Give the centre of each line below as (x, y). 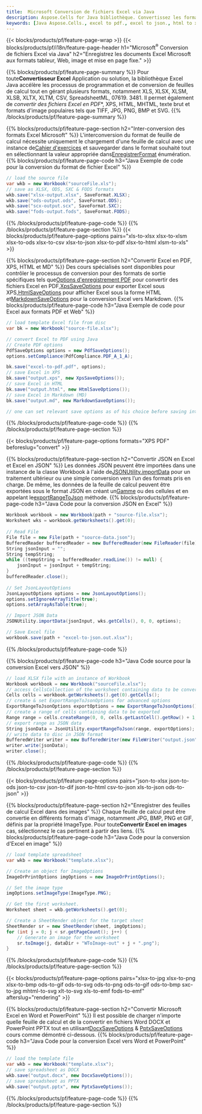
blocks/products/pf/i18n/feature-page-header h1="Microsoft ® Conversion (97, 47)
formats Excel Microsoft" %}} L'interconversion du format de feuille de (93, 135)
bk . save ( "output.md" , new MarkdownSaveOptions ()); (71, 401)
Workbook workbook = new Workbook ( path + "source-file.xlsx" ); (87, 515)
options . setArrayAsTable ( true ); (47, 605)
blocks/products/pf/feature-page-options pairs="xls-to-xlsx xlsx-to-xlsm (97, 236)
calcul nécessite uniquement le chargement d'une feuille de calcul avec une (100, 142)
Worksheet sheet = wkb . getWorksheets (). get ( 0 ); (67, 910)
